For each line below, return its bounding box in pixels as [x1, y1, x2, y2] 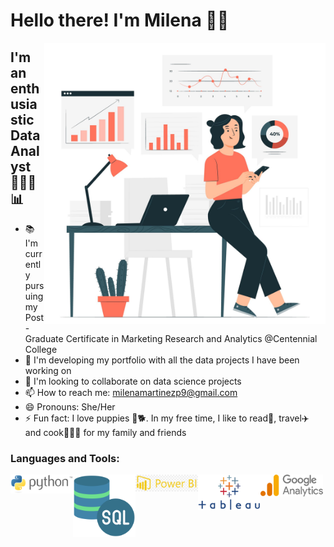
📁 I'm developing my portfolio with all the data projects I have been [24, 354, 300, 366]
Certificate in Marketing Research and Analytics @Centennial [65, 333, 318, 344]
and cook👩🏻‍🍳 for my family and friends [24, 427, 187, 438]
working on [24, 365, 72, 376]
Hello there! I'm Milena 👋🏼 [10, 9, 230, 32]
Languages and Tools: [10, 451, 120, 465]
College [24, 344, 58, 355]
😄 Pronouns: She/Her [24, 401, 116, 413]
